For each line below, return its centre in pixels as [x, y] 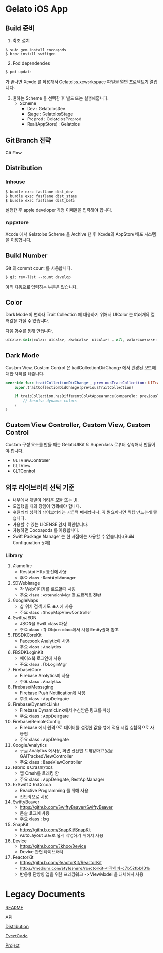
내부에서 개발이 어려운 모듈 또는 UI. [46, 500]
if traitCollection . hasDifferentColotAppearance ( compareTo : [76, 396]
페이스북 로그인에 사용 [41, 658]
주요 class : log [34, 819]
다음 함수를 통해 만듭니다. [30, 331]
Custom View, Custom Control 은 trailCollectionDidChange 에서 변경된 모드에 [81, 368]
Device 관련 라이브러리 [42, 852]
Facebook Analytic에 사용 [45, 641]
